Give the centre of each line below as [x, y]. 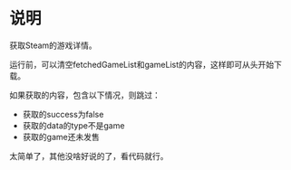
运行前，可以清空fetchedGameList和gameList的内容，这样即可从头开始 [142, 64]
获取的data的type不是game [73, 125]
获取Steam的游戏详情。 [53, 45]
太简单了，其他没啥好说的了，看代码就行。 [89, 156]
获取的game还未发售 [61, 137]
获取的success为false [63, 114]
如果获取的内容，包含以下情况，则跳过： [85, 95]
